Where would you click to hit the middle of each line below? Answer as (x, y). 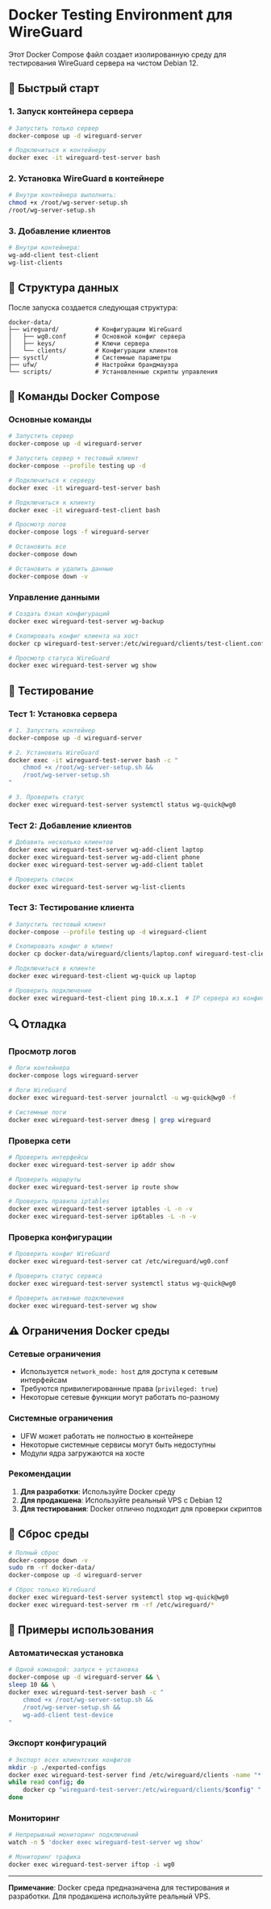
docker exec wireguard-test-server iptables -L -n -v (101, 1209)
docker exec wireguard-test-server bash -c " (86, 1692)
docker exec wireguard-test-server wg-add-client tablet (106, 865)
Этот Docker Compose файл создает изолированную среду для (117, 54)
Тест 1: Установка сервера (63, 714)
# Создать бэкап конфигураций (59, 614)
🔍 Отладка (38, 1024)
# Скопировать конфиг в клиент (61, 946)
